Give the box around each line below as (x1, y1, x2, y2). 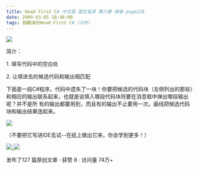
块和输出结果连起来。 (6, 108, 58, 115)
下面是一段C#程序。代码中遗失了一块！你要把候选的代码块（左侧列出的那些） (6, 85, 193, 93)
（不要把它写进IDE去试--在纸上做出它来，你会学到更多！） (6, 132, 150, 139)
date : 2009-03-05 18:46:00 (6, 14, 73, 20)
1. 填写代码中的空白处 (6, 60, 58, 68)
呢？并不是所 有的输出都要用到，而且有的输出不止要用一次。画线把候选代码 (6, 100, 190, 107)
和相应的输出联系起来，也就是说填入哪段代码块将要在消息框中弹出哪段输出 (6, 93, 188, 100)
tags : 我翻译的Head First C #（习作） (6, 20, 93, 25)
